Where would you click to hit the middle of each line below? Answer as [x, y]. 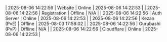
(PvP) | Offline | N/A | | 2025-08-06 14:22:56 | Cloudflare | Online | [75, 29]
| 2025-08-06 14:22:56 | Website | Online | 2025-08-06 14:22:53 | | [76, 8]
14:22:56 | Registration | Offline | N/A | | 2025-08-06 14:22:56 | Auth [91, 13]
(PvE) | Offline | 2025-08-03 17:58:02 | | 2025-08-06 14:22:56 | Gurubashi [83, 23]
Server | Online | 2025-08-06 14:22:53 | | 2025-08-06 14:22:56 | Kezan [80, 18]
